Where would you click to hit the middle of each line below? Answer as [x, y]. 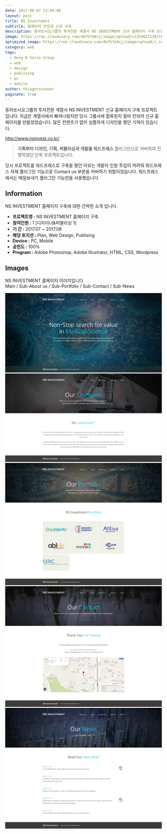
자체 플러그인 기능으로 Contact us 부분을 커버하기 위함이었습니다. [74, 171]
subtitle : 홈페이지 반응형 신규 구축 [39, 26]
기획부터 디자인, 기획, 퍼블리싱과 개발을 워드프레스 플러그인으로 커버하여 [86, 149]
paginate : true [21, 94]
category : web [20, 47]
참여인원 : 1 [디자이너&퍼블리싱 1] [44, 223]
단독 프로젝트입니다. [54, 154]
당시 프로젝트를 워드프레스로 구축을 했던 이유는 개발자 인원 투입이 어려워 [75, 165]
